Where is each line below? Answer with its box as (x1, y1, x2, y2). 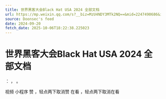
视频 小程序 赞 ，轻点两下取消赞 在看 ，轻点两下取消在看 (5, 89, 120, 95)
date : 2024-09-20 (5, 21, 41, 26)
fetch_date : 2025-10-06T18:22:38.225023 (5, 26, 90, 31)
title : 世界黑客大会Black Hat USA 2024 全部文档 (5, 7, 100, 12)
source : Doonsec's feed (5, 16, 54, 21)
